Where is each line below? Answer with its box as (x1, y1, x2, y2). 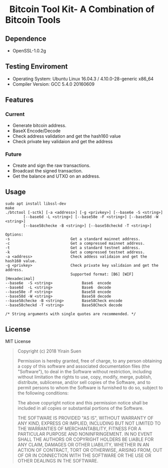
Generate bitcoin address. (12, 122, 66, 128)
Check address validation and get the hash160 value (12, 133, 121, 139)
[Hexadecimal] (5, 276, 35, 281)
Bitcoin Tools (5, 14, 61, 26)
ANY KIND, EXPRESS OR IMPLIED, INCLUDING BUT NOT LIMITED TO (17, 420, 161, 427)
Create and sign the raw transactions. (12, 162, 91, 168)
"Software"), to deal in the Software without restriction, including (17, 369, 152, 375)
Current (5, 111, 25, 118)
